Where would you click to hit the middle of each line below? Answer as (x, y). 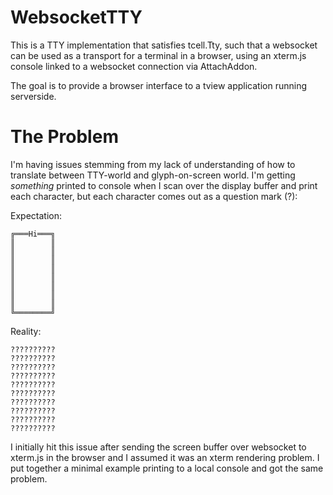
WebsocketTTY (76, 17)
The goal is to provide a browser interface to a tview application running (159, 85)
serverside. (33, 96)
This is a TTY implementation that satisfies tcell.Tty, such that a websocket (164, 45)
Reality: (26, 331)
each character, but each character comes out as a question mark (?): (154, 196)
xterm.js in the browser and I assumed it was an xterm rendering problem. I (165, 457)
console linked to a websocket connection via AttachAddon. (134, 66)
